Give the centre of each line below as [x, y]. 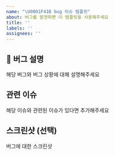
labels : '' [20, 28]
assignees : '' [24, 34]
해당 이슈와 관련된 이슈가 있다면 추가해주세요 [58, 110]
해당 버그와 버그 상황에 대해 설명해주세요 [53, 74]
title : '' [18, 22]
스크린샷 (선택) [32, 131]
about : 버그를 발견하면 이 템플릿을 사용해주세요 [57, 17]
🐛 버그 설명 [25, 59]
